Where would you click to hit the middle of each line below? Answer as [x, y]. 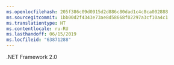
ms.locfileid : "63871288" [39, 40]
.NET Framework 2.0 [32, 57]
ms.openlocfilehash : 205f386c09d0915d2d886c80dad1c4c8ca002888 [87, 12]
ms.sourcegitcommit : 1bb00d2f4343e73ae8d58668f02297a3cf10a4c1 [87, 17]
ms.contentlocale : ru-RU [37, 29]
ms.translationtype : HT [36, 23]
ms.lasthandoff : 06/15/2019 [42, 34]
